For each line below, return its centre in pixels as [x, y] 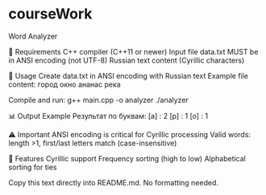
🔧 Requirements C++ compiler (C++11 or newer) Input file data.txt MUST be [133, 51]
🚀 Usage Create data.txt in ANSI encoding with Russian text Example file [128, 75]
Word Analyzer [33, 36]
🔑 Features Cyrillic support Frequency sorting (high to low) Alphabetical [127, 158]
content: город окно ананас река [64, 84]
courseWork [50, 14]
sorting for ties [33, 167]
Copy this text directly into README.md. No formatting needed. [114, 182]
